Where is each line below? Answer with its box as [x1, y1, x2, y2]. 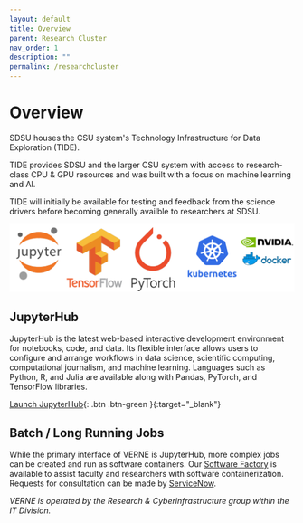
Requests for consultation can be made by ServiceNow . [9, 478, 217, 489]
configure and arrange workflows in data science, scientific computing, [9, 353, 276, 364]
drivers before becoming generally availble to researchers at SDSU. [9, 205, 260, 216]
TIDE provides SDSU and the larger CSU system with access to [9, 159, 244, 170]
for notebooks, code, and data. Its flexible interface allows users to [9, 343, 259, 354]
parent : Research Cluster [9, 33, 107, 43]
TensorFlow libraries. [9, 381, 88, 393]
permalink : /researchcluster [9, 62, 119, 71]
